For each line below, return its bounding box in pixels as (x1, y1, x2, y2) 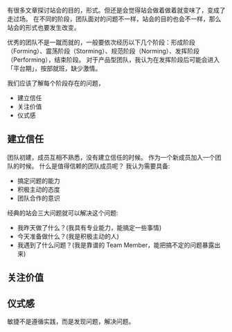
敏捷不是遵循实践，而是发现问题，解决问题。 (7, 317, 135, 326)
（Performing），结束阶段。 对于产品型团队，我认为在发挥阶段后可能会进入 (7, 56, 220, 64)
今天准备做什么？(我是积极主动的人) (17, 232, 120, 240)
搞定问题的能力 (17, 176, 60, 185)
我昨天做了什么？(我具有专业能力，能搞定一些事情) (17, 223, 162, 231)
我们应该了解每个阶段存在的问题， (7, 79, 105, 87)
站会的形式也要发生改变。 (7, 24, 80, 31)
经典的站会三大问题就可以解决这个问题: (7, 208, 119, 217)
